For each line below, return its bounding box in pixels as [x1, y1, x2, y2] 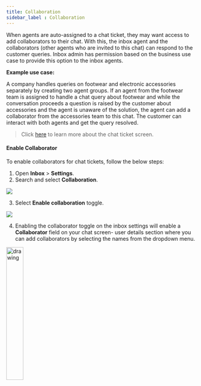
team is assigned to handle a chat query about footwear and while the [6, 93, 180, 100]
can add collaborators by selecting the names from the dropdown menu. [14, 235, 196, 242]
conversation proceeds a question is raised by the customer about [6, 99, 171, 106]
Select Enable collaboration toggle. [14, 199, 104, 206]
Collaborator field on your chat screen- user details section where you [14, 228, 191, 236]
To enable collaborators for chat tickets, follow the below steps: [6, 158, 164, 165]
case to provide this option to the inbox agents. [6, 57, 124, 64]
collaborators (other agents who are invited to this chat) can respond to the [6, 44, 193, 51]
